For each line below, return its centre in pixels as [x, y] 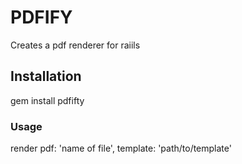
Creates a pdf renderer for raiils [75, 45]
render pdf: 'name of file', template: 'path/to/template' [121, 148]
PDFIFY [41, 17]
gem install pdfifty [47, 100]
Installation [46, 76]
